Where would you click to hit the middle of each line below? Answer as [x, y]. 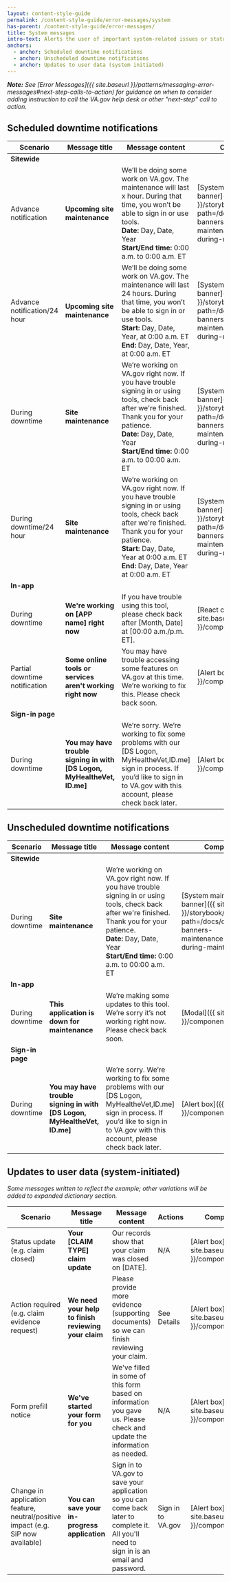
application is [72, 1013]
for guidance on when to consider [164, 92]
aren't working [90, 685]
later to [123, 1516]
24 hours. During [149, 294]
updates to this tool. [137, 1004]
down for [64, 1021]
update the [129, 1436]
